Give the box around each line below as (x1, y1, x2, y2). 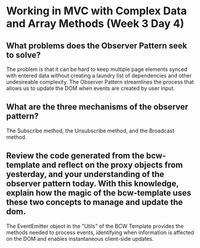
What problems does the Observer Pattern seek (6, 41, 187, 51)
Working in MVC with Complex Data (6, 4, 187, 18)
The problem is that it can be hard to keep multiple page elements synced (6, 66, 188, 73)
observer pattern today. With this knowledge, (6, 179, 179, 189)
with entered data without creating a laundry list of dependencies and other (6, 72, 192, 79)
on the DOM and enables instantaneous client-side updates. (6, 235, 154, 242)
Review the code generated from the (6, 151, 145, 161)
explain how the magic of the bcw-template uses (6, 188, 192, 198)
